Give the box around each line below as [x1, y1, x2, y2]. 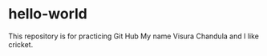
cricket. [8, 39, 34, 49]
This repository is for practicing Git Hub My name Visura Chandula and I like [8, 31, 259, 41]
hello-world [8, 5, 88, 23]
